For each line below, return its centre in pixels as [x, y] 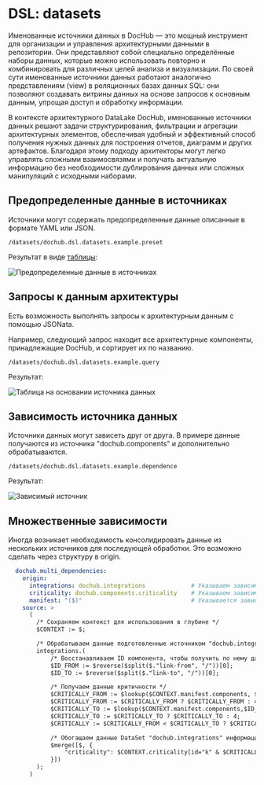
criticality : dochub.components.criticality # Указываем [129, 593]
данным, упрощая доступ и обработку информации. [96, 102]
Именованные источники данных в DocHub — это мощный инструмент [128, 35]
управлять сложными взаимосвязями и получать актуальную [112, 159]
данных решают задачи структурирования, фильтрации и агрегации [123, 126]
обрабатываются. [38, 452]
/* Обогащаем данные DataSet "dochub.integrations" [136, 738]
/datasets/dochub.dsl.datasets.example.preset [86, 242]
